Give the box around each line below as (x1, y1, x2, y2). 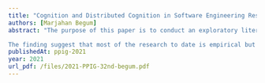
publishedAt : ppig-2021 (8, 48, 87, 56)
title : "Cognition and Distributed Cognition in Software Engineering (8, 11, 245, 20)
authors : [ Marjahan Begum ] (8, 19, 97, 27)
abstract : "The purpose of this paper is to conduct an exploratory (8, 26, 238, 34)
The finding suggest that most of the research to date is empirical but (8, 40, 256, 48)
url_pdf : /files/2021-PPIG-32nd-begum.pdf (8, 62, 150, 71)
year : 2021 (8, 55, 44, 63)
